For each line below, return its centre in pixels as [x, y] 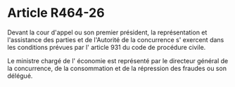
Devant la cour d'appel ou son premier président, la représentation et [107, 32]
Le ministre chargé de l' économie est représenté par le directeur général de [118, 60]
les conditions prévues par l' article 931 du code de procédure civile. [107, 47]
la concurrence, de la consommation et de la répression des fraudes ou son [117, 68]
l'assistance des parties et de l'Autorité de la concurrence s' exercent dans [116, 39]
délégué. [20, 76]
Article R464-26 [56, 13]
